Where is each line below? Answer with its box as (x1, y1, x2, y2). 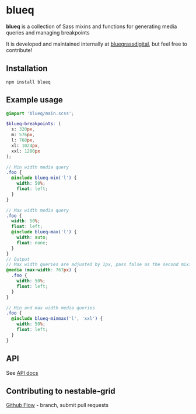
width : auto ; (16, 234, 48, 240)
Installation (6, 64, 48, 74)
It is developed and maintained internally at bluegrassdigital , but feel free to (6, 40, 188, 47)
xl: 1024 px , (11, 143, 41, 149)
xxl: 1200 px (11, 148, 41, 154)
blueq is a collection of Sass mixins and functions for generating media (6, 23, 177, 30)
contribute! (6, 46, 33, 53)
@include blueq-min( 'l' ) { (11, 175, 77, 181)
